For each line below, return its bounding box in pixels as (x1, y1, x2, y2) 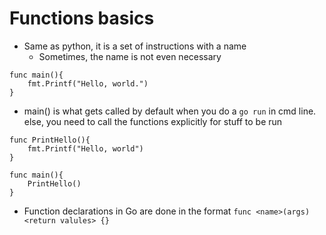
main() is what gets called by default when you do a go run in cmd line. (23, 105, 317, 117)
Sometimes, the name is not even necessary (38, 50, 222, 62)
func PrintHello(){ (9, 135, 91, 145)
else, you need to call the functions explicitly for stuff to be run (23, 115, 283, 127)
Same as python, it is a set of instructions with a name (23, 40, 247, 52)
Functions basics (9, 7, 155, 30)
